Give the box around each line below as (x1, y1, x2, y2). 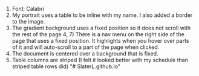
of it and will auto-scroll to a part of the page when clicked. (11, 43, 160, 51)
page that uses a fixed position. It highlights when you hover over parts (11, 37, 189, 44)
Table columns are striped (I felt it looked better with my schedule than (11, 57, 189, 63)
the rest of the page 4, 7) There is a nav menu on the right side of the (11, 31, 184, 38)
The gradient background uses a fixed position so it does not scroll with (11, 24, 191, 31)
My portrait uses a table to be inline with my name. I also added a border (11, 11, 193, 19)
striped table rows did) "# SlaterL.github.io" (11, 63, 121, 70)
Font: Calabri (11, 5, 44, 12)
